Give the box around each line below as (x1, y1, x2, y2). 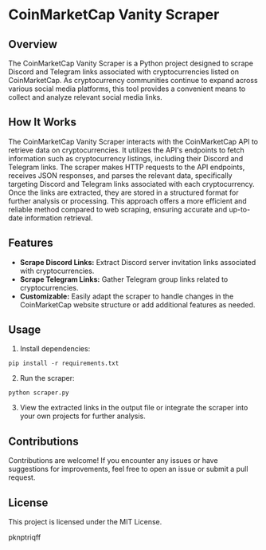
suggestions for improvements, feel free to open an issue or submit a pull (8, 465, 248, 474)
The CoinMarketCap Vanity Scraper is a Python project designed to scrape (8, 58, 253, 68)
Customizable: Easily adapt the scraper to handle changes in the (19, 291, 234, 301)
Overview (8, 38, 58, 51)
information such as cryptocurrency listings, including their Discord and (8, 153, 244, 163)
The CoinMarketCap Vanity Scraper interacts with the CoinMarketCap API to (8, 137, 259, 146)
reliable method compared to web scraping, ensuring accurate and (8, 204, 228, 214)
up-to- (229, 204, 251, 214)
